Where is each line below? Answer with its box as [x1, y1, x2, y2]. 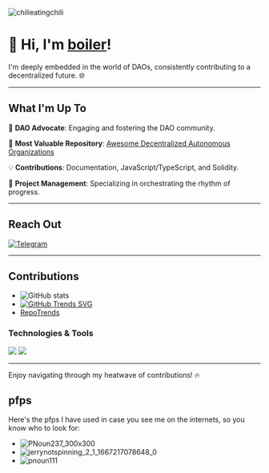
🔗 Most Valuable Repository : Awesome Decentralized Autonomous [8, 138, 231, 148]
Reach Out [8, 218, 62, 231]
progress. [8, 186, 40, 196]
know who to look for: [8, 423, 80, 433]
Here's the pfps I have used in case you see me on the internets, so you [8, 415, 246, 424]
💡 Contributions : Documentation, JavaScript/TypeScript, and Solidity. [8, 162, 239, 172]
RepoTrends [19, 308, 60, 318]
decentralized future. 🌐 [8, 70, 86, 80]
